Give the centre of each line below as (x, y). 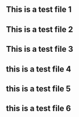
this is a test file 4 (39, 69)
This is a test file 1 (39, 10)
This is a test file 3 (40, 49)
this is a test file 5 (38, 89)
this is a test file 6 (39, 109)
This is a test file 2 (40, 29)
